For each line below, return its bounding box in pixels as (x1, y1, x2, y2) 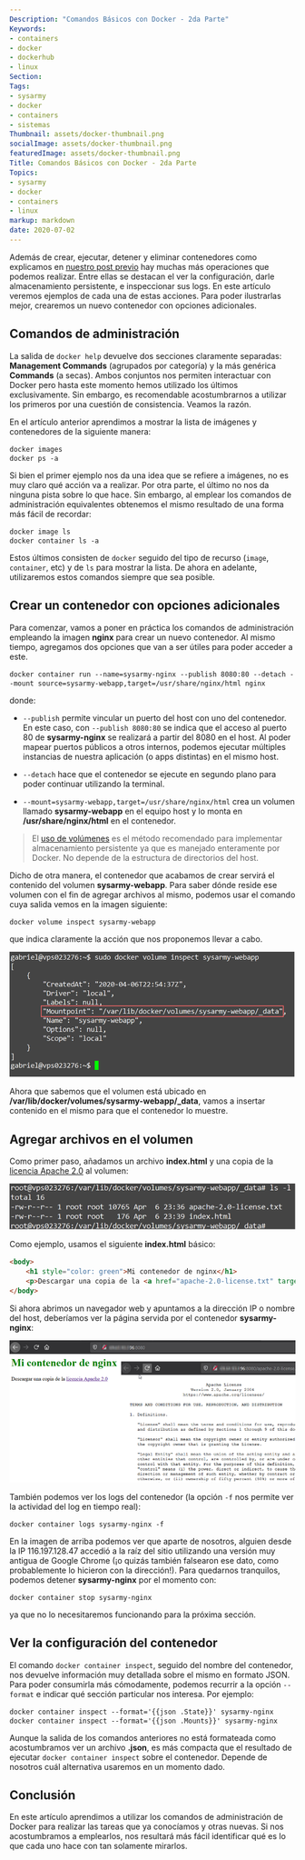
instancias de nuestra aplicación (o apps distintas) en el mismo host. (22, 751, 280, 762)
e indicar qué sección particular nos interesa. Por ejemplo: (35, 1688, 254, 1699)
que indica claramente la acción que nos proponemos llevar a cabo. (9, 933, 263, 945)
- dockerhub (9, 53, 54, 63)
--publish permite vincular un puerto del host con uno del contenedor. (22, 712, 287, 723)
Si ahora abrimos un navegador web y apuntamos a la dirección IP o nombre (9, 1303, 295, 1314)
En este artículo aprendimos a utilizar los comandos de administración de (9, 1812, 283, 1823)
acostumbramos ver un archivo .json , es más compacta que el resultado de (9, 1742, 292, 1753)
